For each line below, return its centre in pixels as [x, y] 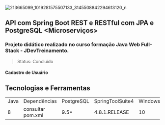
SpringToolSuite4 [114, 101]
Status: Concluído [35, 61]
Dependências [40, 101]
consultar [34, 109]
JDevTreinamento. [46, 50]
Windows [150, 101]
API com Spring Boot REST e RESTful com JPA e [80, 23]
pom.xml [33, 115]
